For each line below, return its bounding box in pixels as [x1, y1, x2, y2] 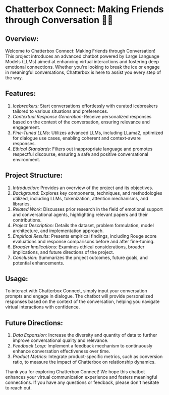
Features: [5, 90, 36, 98]
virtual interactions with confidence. [5, 304, 80, 310]
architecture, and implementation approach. [12, 228, 104, 234]
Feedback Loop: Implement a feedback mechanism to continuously [12, 343, 153, 349]
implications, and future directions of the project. [12, 249, 115, 255]
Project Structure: [5, 171, 63, 180]
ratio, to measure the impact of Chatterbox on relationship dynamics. [12, 359, 156, 365]
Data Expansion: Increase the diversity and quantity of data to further [12, 332, 157, 338]
